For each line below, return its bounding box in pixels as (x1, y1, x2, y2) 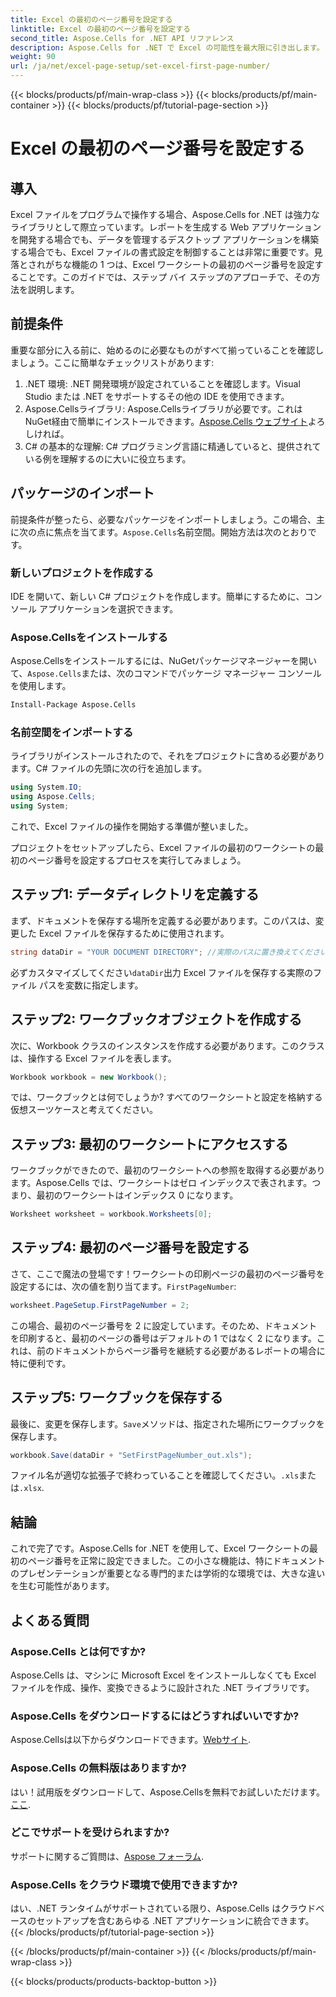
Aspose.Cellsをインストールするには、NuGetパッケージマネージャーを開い (10, 655, 318, 667)
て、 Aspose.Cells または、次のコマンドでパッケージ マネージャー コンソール (10, 667, 322, 680)
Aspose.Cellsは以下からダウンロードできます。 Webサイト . (10, 1734, 252, 1746)
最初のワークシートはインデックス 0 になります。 (36, 1189, 239, 1201)
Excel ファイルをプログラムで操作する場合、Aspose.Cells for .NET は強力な (10, 209, 320, 220)
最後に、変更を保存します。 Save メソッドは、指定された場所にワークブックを (10, 1417, 325, 1430)
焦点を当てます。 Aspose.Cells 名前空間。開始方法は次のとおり (53, 526, 308, 538)
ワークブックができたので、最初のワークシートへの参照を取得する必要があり (10, 1164, 326, 1176)
